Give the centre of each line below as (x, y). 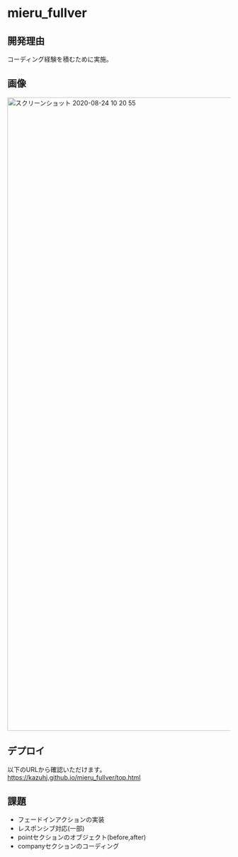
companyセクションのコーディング (68, 846)
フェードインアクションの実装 (61, 819)
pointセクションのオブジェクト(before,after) (82, 837)
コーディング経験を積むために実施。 (60, 59)
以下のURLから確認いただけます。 (57, 769)
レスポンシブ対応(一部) (51, 829)
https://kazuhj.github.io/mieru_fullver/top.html (74, 777)
